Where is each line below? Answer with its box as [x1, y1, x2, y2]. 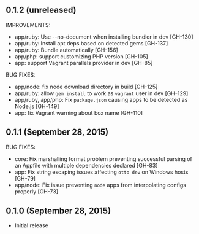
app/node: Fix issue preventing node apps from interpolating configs [14, 181, 186, 189]
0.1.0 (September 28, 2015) [6, 206, 111, 216]
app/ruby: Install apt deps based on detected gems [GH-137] [14, 39, 168, 47]
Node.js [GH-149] [14, 103, 59, 110]
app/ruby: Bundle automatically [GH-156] [14, 46, 119, 53]
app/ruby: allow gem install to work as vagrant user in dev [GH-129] [14, 89, 189, 97]
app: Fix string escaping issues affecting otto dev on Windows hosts [14, 168, 189, 176]
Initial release [14, 222, 48, 229]
